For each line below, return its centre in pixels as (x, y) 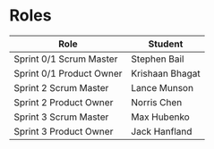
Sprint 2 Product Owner (64, 102)
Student (166, 44)
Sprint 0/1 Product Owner (68, 73)
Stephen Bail (158, 59)
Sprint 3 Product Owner (64, 131)
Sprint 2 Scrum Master (61, 87)
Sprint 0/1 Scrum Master (66, 59)
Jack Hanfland (162, 131)
